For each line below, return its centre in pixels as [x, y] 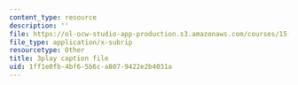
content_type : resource [53, 17]
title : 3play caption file [59, 58]
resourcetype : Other [47, 50]
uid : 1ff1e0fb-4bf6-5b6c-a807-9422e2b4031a [91, 67]
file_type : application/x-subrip [71, 42]
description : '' [39, 26]
